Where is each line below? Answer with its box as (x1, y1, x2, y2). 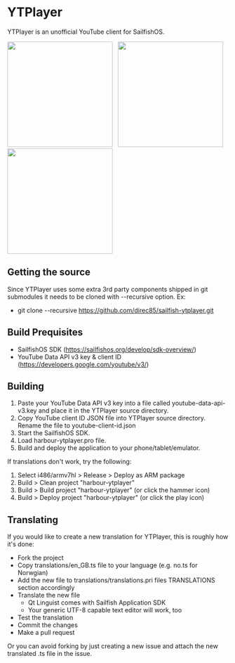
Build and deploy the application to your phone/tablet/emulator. (17, 444, 201, 452)
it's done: (7, 540, 34, 548)
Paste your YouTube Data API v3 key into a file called (17, 399, 170, 408)
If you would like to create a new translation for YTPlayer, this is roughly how (7, 532, 229, 541)
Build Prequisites (7, 326, 83, 338)
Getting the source (7, 266, 91, 278)
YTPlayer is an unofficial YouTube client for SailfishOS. (7, 27, 165, 36)
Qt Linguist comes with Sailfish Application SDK (27, 598, 166, 607)
